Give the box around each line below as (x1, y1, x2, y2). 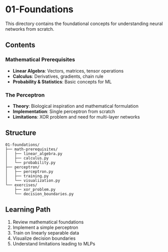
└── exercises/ (5, 182, 38, 188)
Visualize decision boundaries (12, 235, 76, 241)
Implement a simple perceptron (12, 224, 78, 231)
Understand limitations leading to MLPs (12, 240, 96, 246)
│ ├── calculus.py (5, 155, 49, 161)
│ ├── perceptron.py (5, 169, 53, 174)
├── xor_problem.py (14, 187, 56, 192)
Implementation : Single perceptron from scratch (12, 108, 116, 114)
